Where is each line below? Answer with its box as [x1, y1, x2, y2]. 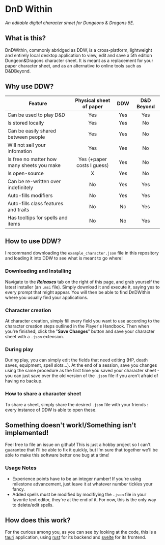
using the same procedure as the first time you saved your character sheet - [5, 368, 160, 374]
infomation [7, 148, 32, 155]
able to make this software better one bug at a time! [5, 452, 110, 458]
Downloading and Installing [5, 267, 72, 274]
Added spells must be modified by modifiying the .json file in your [12, 491, 146, 497]
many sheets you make [7, 161, 61, 168]
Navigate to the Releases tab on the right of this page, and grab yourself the [5, 279, 160, 285]
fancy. [12, 486, 25, 492]
